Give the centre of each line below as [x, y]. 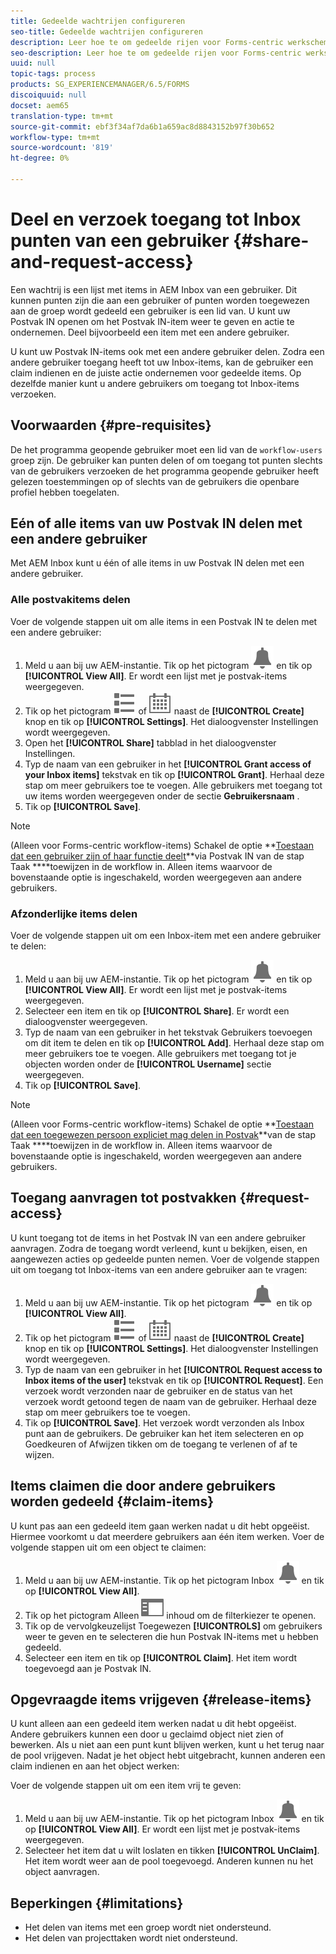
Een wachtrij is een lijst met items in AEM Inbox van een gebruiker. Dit [154, 289]
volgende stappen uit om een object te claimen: [108, 1547]
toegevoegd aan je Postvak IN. [88, 1668]
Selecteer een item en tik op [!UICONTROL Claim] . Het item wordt [161, 1657]
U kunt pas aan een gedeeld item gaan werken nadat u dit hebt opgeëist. [160, 1526]
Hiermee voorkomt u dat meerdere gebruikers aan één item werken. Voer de [167, 1536]
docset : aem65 [40, 105]
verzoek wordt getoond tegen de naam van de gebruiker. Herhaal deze [170, 1401]
